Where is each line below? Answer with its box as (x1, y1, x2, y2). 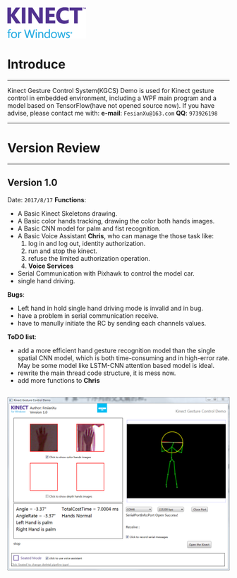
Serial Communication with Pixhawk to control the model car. (17, 269, 195, 278)
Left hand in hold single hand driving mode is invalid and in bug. (17, 304, 203, 312)
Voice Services (28, 262, 74, 270)
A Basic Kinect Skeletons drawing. (17, 209, 118, 218)
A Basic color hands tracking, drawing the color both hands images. (17, 216, 215, 225)
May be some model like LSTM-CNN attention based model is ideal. (17, 361, 215, 369)
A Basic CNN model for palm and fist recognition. (17, 224, 161, 233)
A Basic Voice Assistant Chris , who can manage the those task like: (17, 231, 214, 240)
